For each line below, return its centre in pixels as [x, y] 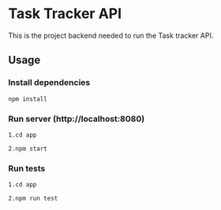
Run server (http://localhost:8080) [77, 119]
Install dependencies [49, 83]
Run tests [27, 168]
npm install [28, 99]
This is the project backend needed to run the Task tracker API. [111, 35]
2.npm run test [33, 199]
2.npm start [28, 149]
